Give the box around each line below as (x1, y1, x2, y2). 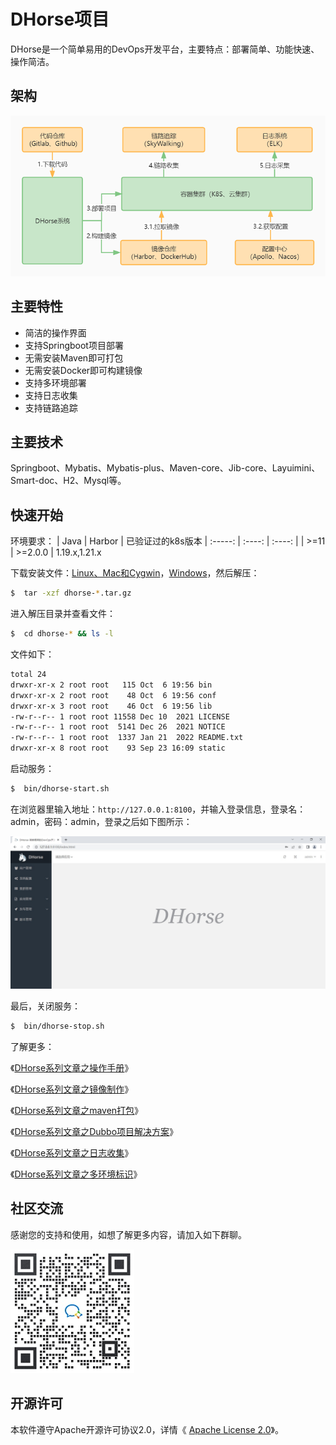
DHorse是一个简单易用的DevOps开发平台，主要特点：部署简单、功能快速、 (10, 43, 320, 55)
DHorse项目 (10, 8, 110, 31)
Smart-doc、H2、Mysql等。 (10, 475, 127, 487)
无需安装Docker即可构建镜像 (24, 364, 143, 376)
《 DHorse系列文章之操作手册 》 (10, 1061, 134, 1074)
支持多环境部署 (24, 376, 87, 389)
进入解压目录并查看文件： (10, 608, 116, 620)
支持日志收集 (24, 389, 78, 401)
